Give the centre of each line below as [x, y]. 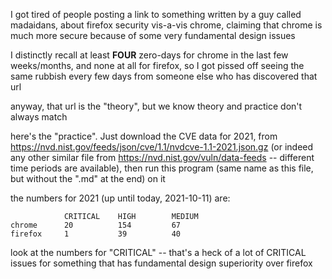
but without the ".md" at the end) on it [88, 178]
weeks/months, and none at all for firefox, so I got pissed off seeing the [157, 65]
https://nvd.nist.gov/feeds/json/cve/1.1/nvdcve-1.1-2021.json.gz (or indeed [162, 147]
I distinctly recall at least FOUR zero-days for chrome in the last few [149, 55]
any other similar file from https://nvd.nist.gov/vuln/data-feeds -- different [162, 157]
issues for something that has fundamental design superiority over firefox [161, 263]
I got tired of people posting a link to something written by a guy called [156, 14]
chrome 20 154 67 [96, 225]
